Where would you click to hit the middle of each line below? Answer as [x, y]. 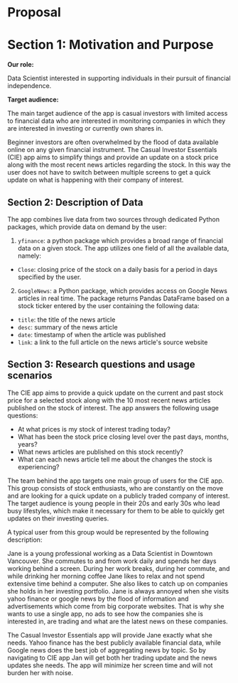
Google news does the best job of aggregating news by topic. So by [107, 650]
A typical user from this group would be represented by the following [108, 532]
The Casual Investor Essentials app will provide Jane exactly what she [110, 635]
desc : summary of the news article [68, 327]
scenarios [30, 376]
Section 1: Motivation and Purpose [110, 45]
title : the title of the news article [66, 319]
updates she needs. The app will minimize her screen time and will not [110, 665]
